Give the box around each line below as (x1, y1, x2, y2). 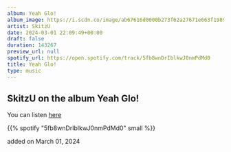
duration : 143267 (7, 42, 57, 49)
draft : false (7, 36, 45, 42)
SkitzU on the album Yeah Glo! (7, 92, 140, 104)
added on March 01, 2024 (7, 138, 80, 146)
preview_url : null (7, 49, 60, 55)
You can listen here (7, 111, 62, 119)
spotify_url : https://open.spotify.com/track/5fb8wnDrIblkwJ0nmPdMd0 (7, 55, 211, 62)
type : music (7, 67, 41, 74)
